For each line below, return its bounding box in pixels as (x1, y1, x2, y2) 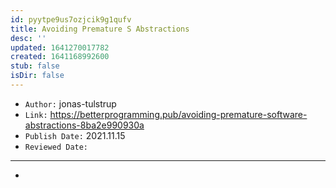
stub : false (10, 61, 60, 71)
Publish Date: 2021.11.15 (24, 129, 126, 141)
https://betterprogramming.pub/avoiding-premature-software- (49, 108, 308, 120)
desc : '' (10, 33, 47, 43)
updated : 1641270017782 (10, 42, 110, 53)
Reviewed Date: (24, 142, 89, 152)
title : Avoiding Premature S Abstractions (10, 24, 190, 34)
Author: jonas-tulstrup (24, 97, 117, 110)
